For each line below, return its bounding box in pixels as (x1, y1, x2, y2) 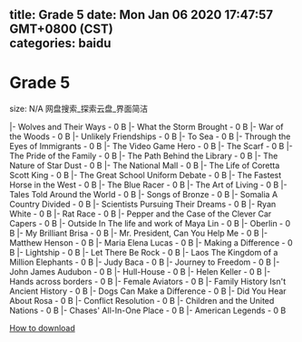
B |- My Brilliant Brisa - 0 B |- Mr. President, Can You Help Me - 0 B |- (9, 227, 268, 239)
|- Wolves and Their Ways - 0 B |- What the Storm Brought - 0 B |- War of (9, 122, 284, 133)
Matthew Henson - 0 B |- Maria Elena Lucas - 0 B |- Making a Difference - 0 (9, 237, 293, 248)
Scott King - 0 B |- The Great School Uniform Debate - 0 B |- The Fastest (9, 170, 282, 181)
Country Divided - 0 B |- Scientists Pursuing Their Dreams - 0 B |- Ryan (9, 199, 277, 210)
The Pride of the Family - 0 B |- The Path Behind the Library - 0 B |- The (9, 150, 278, 162)
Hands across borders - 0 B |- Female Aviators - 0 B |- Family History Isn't (9, 277, 287, 287)
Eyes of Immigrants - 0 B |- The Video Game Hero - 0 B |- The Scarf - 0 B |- (9, 141, 293, 152)
